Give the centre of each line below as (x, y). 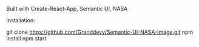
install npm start (26, 38)
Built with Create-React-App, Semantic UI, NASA (67, 9)
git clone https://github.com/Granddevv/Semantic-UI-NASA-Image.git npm (100, 32)
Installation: (21, 20)
